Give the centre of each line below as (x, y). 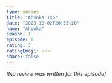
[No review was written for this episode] (56, 73)
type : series (23, 12)
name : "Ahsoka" (25, 29)
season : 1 (19, 34)
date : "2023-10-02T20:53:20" (43, 23)
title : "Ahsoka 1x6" (32, 17)
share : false (23, 57)
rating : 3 (19, 46)
